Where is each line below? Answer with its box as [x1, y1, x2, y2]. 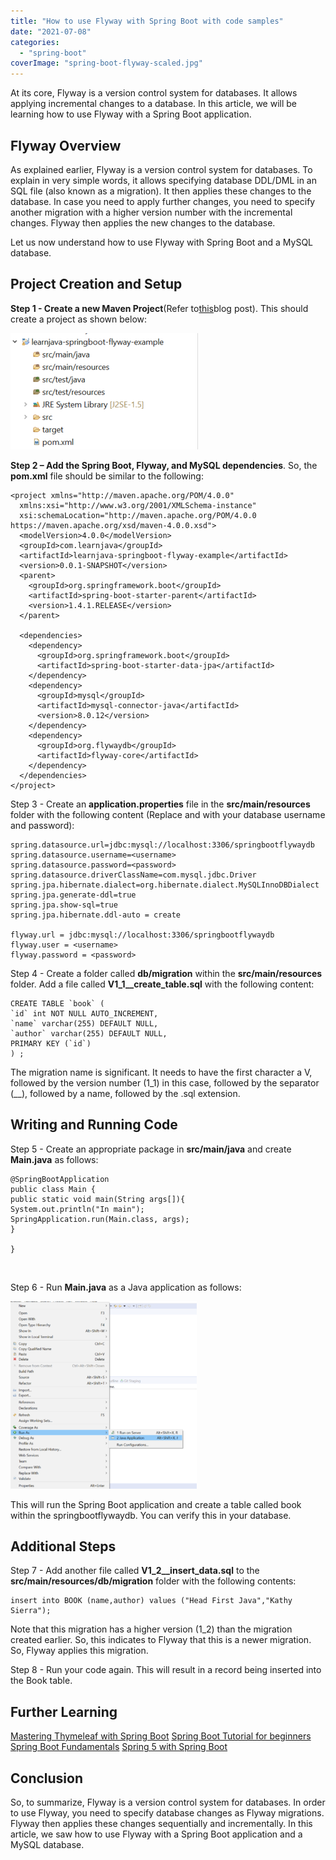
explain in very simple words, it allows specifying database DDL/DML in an [10, 174, 317, 186]
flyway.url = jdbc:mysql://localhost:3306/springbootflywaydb [10, 930, 275, 940]
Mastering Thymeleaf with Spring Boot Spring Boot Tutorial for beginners [10, 1730, 312, 1742]
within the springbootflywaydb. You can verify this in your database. [10, 1509, 292, 1521]
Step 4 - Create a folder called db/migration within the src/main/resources [10, 967, 323, 979]
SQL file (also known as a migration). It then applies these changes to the [10, 185, 312, 197]
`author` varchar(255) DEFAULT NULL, [10, 1028, 168, 1039]
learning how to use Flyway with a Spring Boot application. [10, 108, 252, 120]
